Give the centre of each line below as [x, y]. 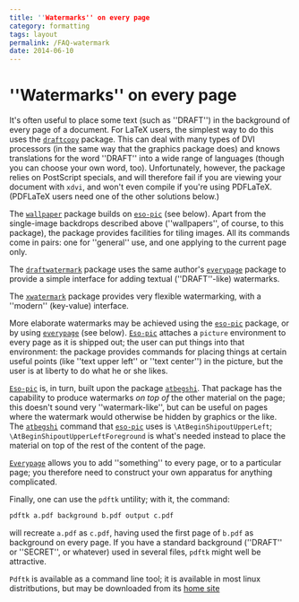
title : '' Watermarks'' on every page [80, 17]
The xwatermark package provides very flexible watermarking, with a [135, 296]
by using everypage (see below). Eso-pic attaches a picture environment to [148, 333]
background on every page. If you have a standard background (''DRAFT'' [146, 542]
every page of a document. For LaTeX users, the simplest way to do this [142, 130]
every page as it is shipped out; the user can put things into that [127, 343]
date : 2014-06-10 [42, 51]
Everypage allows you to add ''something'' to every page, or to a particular [145, 463]
